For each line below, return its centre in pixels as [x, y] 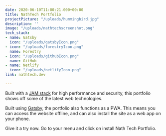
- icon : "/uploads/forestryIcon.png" [44, 47]
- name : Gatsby [21, 38]
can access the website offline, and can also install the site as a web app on [83, 113]
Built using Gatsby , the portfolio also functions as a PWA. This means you [80, 108]
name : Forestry [25, 51]
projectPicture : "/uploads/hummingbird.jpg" [52, 19]
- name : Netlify [22, 65]
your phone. [18, 119]
